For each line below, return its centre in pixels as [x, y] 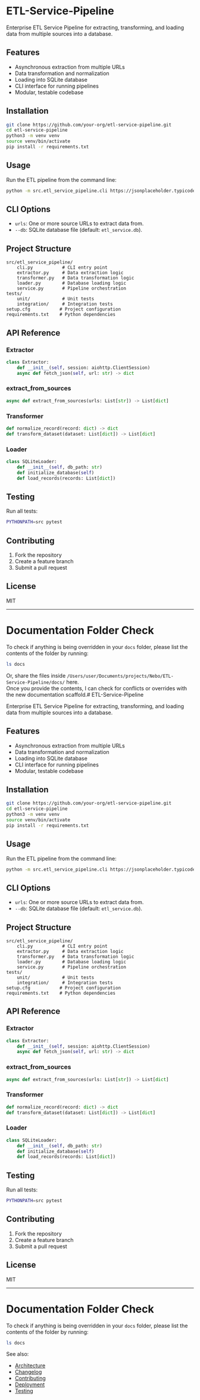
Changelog [28, 1372]
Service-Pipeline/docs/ [36, 682]
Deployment [30, 1385]
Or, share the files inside [36, 675]
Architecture [30, 1365]
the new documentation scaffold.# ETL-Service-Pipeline [75, 694]
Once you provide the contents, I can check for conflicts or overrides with [97, 688]
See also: [18, 1354]
